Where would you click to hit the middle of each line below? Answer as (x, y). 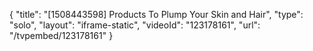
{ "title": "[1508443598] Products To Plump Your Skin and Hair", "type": (156, 14)
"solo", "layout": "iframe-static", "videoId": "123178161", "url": (135, 25)
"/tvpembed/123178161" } (61, 35)
